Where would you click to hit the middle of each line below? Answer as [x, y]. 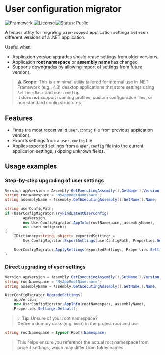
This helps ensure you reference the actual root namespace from [83, 342]
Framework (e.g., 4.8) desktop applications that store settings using [86, 87]
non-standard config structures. [50, 102]
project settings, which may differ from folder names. [71, 348]
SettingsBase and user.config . [48, 92]
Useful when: [18, 47]
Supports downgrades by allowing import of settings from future [77, 67]
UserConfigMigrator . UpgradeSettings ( [44, 295]
